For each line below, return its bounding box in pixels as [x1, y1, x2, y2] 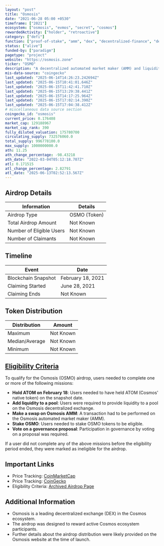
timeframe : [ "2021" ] [5, 21, 47, 26]
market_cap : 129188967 [5, 121, 51, 126]
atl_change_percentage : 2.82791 [5, 166, 71, 171]
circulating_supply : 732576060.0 [5, 134, 73, 139]
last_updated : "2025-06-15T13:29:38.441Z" [5, 89, 93, 94]
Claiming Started [7, 282, 46, 289]
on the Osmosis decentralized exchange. [12, 405, 95, 411]
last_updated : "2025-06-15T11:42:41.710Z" [5, 84, 93, 89]
